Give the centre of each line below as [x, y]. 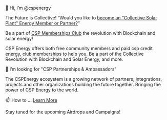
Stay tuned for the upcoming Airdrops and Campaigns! [63, 112]
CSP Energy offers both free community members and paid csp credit [79, 48]
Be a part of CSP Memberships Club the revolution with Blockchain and [80, 33]
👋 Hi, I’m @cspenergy [28, 8]
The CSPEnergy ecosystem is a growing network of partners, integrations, [84, 79]
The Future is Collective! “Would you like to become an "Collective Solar [81, 18]
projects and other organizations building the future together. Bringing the [83, 85]
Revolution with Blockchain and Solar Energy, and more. [64, 59]
